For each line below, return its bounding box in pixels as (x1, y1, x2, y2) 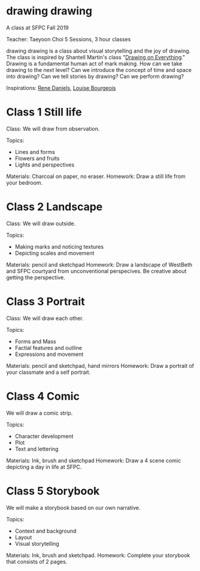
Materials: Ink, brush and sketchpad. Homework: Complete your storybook (6, 551, 190, 558)
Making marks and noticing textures (14, 243, 104, 250)
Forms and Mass (14, 337, 56, 345)
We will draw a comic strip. (6, 409, 73, 416)
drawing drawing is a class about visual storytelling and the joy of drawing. (6, 47, 191, 55)
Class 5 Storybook (6, 484, 100, 498)
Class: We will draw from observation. (6, 125, 100, 132)
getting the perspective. (6, 274, 65, 281)
